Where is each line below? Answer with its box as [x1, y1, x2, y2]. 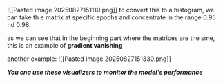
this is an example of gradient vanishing [7, 41, 123, 49]
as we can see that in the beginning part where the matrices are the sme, [7, 34, 215, 42]
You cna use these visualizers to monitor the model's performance [7, 68, 203, 76]
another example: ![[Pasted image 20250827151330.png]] [7, 55, 171, 63]
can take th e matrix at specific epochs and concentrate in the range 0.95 [7, 13, 216, 21]
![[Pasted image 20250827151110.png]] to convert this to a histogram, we [7, 6, 215, 14]
